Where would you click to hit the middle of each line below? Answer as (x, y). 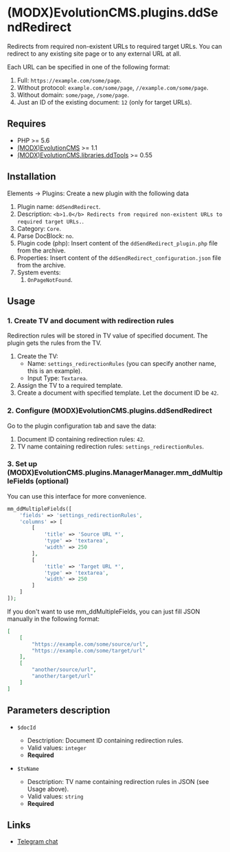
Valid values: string (55, 796)
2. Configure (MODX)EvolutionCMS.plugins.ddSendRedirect (110, 411)
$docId (26, 728)
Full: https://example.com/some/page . (69, 80)
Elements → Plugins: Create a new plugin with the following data (98, 193)
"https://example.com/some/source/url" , (90, 644)
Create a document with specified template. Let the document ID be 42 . (118, 393)
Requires (27, 124)
